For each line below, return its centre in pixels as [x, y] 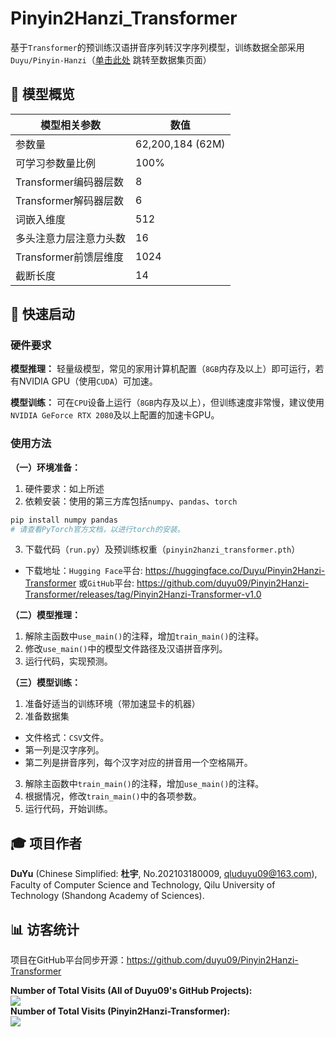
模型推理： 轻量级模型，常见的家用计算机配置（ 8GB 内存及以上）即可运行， [163, 369]
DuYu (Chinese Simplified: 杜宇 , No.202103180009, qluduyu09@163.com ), [164, 874]
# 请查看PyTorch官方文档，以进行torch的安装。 [97, 529]
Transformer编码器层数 [70, 182]
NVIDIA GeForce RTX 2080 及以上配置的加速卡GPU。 [115, 415]
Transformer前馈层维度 [70, 257]
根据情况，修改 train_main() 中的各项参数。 [113, 796]
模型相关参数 [71, 125]
